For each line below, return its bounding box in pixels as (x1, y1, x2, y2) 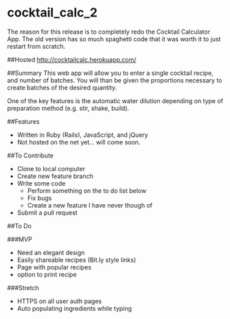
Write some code (16, 179, 66, 187)
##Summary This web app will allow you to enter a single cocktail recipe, (7, 69, 214, 77)
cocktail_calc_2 (7, 5, 98, 21)
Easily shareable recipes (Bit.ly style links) (16, 256, 136, 264)
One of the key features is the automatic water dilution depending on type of (7, 96, 224, 104)
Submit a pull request (16, 208, 78, 217)
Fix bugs (27, 194, 52, 202)
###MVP (7, 235, 32, 243)
